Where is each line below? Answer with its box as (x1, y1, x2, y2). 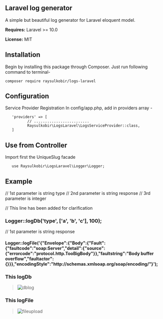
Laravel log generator (5, 4, 73, 12)
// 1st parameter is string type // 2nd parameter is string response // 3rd (5, 190, 151, 196)
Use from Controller (5, 141, 68, 149)
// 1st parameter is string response (5, 228, 75, 234)
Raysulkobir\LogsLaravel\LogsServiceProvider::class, (27, 123, 140, 128)
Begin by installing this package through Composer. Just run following (5, 64, 148, 70)
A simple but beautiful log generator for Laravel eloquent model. (5, 17, 136, 23)
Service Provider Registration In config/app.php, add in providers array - (5, 105, 153, 111)
